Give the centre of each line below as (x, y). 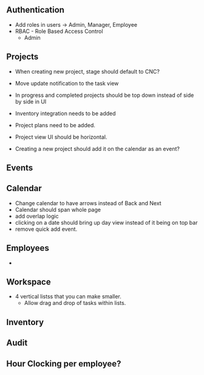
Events (20, 168)
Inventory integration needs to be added (66, 113)
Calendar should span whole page (58, 209)
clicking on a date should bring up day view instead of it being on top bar (106, 222)
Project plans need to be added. (55, 125)
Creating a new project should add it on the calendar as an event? (97, 149)
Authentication (36, 10)
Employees (28, 248)
